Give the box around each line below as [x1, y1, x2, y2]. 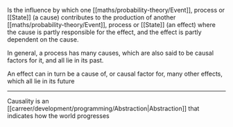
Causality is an [7, 97, 49, 105]
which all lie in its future [7, 77, 75, 85]
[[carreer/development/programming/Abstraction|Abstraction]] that [7, 104, 200, 112]
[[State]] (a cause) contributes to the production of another [7, 13, 176, 22]
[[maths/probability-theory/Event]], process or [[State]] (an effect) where [7, 21, 216, 28]
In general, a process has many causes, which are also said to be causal [7, 49, 214, 57]
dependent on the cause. [7, 35, 79, 44]
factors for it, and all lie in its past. [7, 56, 104, 65]
